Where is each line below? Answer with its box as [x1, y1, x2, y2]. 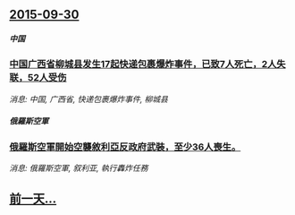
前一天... [9, 192, 57, 207]
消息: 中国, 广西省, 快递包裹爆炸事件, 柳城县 [9, 93, 168, 104]
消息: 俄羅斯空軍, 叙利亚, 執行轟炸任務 [9, 163, 148, 174]
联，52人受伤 [9, 72, 67, 84]
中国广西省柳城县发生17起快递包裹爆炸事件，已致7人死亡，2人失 [9, 58, 286, 71]
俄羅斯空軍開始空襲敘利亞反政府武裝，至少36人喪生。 [9, 141, 241, 153]
